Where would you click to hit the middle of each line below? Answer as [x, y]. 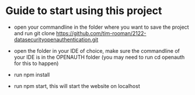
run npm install [32, 74]
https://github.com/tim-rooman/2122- [101, 33]
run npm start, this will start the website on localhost [77, 86]
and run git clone [34, 33]
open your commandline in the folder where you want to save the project [101, 27]
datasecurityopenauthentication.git [56, 39]
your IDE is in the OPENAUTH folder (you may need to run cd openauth [99, 57]
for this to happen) [36, 63]
